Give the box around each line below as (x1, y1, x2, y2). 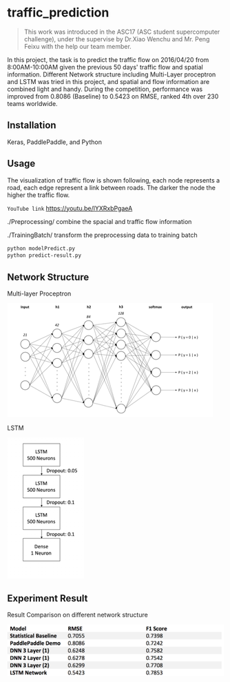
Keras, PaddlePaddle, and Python (7, 138, 102, 146)
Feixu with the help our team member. (23, 42, 132, 50)
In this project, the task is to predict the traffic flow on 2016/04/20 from (7, 55, 209, 63)
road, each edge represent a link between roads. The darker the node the (7, 183, 216, 192)
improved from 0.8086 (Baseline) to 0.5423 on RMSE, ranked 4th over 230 (7, 92, 219, 101)
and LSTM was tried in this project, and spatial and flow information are (7, 77, 210, 85)
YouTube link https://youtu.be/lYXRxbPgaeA (7, 204, 133, 212)
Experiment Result (7, 592, 88, 604)
